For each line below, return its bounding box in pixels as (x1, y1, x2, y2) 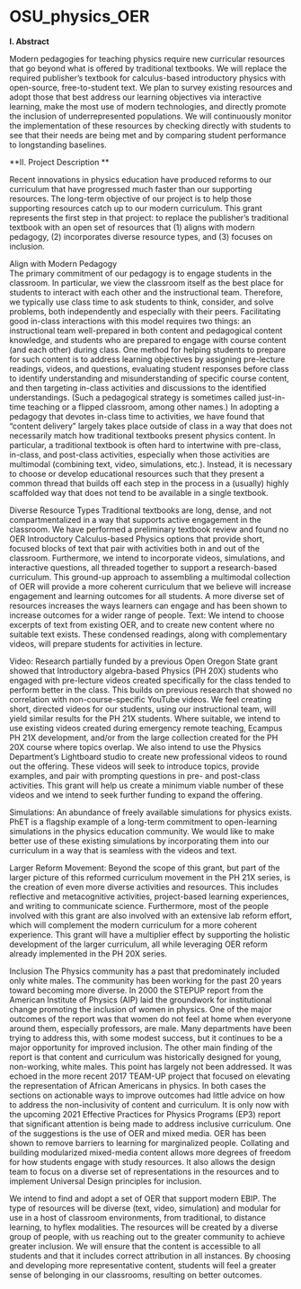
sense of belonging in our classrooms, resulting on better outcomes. (9, 1269, 262, 1280)
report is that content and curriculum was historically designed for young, (9, 1051, 282, 1062)
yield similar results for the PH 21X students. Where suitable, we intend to (9, 712, 281, 724)
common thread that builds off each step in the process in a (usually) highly (9, 478, 289, 489)
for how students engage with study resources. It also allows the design (9, 1156, 276, 1167)
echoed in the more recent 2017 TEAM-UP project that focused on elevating (9, 1071, 290, 1082)
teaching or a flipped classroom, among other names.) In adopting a (27, 402, 279, 412)
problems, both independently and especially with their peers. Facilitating (9, 305, 281, 316)
